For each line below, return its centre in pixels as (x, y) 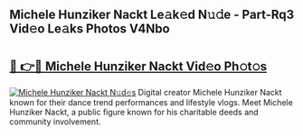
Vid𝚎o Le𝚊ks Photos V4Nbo (90, 29)
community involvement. (55, 122)
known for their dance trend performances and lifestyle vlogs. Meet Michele (151, 102)
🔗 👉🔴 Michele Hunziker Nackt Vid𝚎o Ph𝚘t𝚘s (138, 66)
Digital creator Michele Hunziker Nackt (210, 92)
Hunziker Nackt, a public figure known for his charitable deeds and (134, 112)
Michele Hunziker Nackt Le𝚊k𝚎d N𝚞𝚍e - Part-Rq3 (152, 15)
